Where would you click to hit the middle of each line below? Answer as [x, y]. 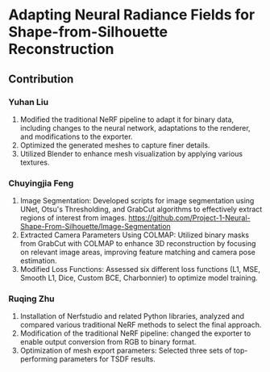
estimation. [39, 261]
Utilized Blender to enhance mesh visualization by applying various [131, 153]
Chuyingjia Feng [41, 183]
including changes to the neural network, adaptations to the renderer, [135, 127]
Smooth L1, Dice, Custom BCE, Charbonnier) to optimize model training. [139, 278]
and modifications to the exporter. [76, 136]
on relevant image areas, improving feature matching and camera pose [138, 253]
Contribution [41, 79]
